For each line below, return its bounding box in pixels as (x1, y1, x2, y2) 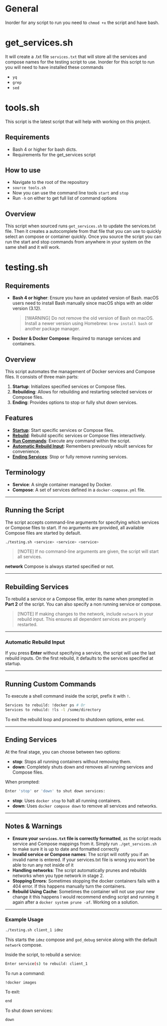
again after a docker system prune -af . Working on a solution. (12, 899, 139, 905)
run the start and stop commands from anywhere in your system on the (5, 239, 151, 245)
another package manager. (24, 326, 81, 332)
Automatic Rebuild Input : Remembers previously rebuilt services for (12, 443, 153, 449)
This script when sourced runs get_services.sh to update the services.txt (5, 223, 156, 229)
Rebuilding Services (5, 583, 69, 591)
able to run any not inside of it (12, 862, 74, 868)
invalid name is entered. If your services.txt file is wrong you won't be (12, 857, 155, 863)
